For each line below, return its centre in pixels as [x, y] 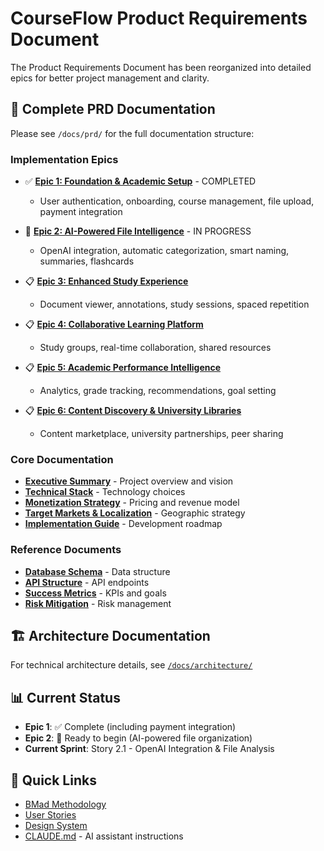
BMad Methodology [65, 804]
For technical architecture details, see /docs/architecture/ [131, 665]
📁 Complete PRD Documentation [113, 109]
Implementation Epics [64, 159]
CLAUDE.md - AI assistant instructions [104, 836]
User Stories [50, 815]
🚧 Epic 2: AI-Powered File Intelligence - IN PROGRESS [138, 231]
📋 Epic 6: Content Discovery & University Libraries [133, 411]
